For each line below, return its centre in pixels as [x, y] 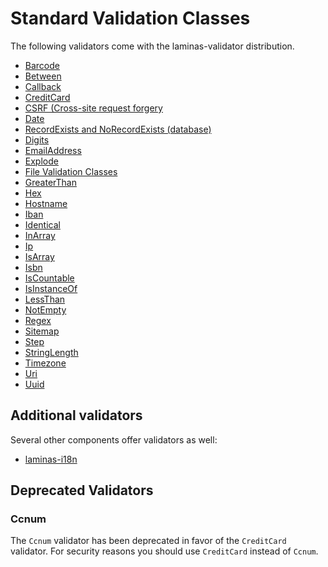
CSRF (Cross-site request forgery [93, 108]
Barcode [42, 65]
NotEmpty [45, 309]
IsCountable [49, 278]
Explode [41, 161]
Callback [43, 86]
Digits [37, 139]
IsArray [39, 256]
